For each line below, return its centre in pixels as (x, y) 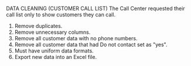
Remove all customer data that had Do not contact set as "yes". (91, 44)
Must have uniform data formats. (54, 51)
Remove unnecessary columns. (52, 32)
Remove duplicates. (38, 26)
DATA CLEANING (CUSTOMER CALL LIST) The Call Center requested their (96, 8)
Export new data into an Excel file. (56, 57)
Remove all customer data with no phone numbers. (76, 38)
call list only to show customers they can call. (61, 15)
